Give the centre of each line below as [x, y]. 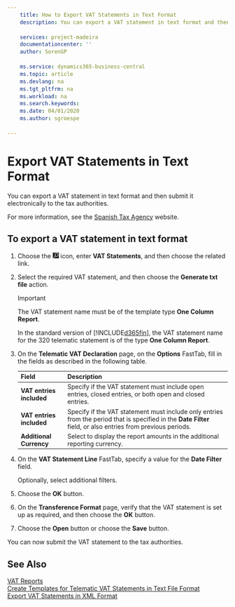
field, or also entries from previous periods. [129, 426]
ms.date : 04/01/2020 [50, 111]
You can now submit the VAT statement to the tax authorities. [95, 542]
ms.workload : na [44, 96]
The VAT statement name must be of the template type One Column [115, 312]
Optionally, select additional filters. [67, 480]
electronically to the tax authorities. [58, 203]
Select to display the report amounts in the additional [143, 436]
